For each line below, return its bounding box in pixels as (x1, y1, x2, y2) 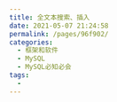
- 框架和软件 (17, 46, 59, 55)
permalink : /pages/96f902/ (9, 29, 109, 38)
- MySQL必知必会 (17, 63, 73, 72)
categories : (9, 37, 53, 47)
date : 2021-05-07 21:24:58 (9, 21, 109, 30)
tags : (9, 71, 29, 80)
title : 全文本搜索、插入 (9, 12, 90, 22)
